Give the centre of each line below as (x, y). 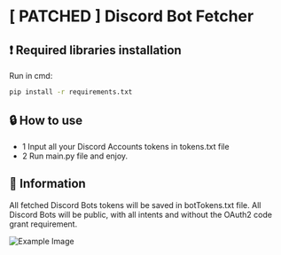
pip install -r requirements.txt (71, 92)
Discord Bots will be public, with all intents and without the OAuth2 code (141, 214)
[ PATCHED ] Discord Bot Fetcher (132, 16)
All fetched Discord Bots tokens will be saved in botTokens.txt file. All (135, 205)
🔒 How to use (46, 121)
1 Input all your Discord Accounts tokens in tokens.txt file (125, 146)
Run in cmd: (31, 76)
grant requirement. (43, 224)
